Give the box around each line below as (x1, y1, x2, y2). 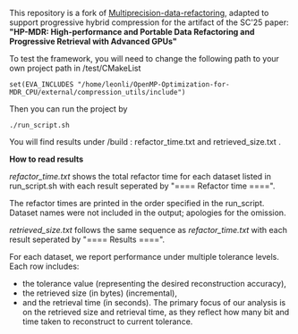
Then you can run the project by (9, 104, 128, 114)
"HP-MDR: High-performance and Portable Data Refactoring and (9, 27, 255, 37)
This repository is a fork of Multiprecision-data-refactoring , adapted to (9, 8, 269, 18)
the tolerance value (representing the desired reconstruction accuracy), (21, 279, 286, 288)
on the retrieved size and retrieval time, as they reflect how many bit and (21, 307, 290, 317)
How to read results (9, 154, 84, 164)
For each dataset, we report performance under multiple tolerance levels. (9, 252, 279, 262)
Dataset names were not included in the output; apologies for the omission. (9, 207, 286, 218)
